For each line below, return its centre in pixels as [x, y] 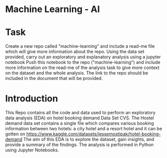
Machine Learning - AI [53, 9]
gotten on [15, 134]
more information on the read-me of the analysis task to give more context [82, 68]
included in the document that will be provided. [54, 78]
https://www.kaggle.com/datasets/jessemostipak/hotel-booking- [93, 134]
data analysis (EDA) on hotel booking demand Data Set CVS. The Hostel [80, 118]
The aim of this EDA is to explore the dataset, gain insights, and [89, 139]
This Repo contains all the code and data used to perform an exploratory [80, 113]
